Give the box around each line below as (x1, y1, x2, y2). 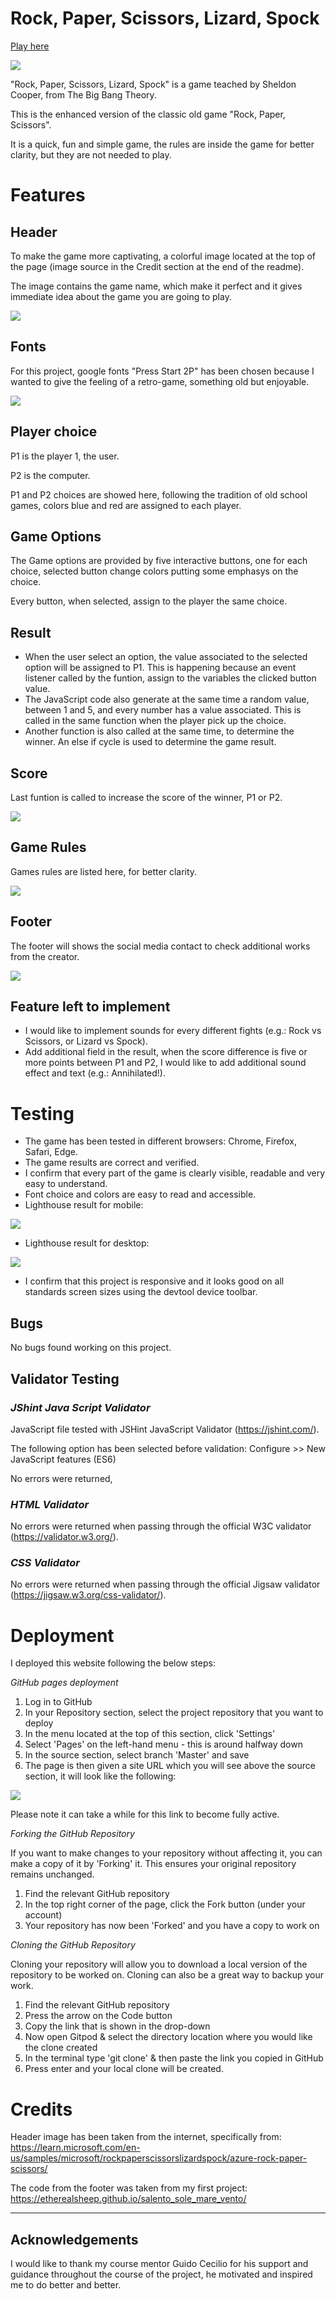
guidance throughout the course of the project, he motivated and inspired (10, 2268, 313, 2281)
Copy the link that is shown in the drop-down (24, 2020, 211, 2032)
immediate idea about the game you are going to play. (10, 290, 232, 302)
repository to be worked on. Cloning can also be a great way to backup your (10, 1969, 324, 1981)
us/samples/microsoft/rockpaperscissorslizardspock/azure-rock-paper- (10, 2152, 308, 2164)
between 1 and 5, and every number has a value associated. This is (24, 704, 302, 716)
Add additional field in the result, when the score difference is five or (24, 1046, 308, 1058)
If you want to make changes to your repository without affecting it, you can (10, 1847, 323, 1859)
